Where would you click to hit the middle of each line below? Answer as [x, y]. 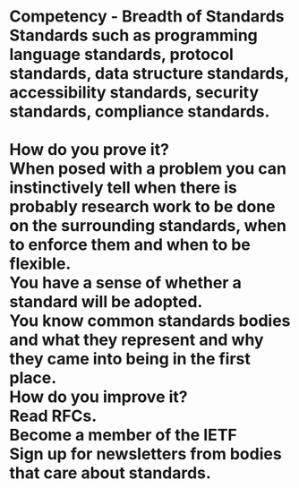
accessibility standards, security [134, 93]
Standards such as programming [133, 35]
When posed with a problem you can [148, 169]
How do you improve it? [98, 397]
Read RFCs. [53, 416]
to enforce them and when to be [130, 245]
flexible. [40, 264]
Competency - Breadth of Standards [147, 17]
